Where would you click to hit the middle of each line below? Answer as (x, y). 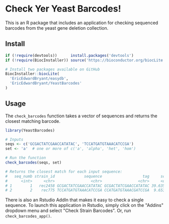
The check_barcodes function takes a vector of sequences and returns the (81, 116)
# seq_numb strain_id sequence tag (77, 176)
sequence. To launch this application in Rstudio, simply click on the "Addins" (84, 205)
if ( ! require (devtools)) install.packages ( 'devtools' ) (70, 55)
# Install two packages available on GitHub (53, 69)
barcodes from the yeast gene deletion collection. (57, 28)
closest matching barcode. (33, 121)
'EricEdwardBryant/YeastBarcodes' (46, 84)
